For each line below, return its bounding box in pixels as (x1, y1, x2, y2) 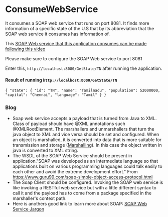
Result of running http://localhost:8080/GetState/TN (5, 77, 117, 83)
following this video (5, 46, 46, 52)
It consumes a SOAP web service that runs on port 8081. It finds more (5, 20, 149, 26)
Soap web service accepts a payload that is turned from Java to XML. (12, 116, 157, 122)
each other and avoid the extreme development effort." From (12, 169, 138, 175)
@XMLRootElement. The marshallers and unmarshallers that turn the (12, 126, 154, 132)
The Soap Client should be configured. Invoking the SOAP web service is (12, 179, 163, 185)
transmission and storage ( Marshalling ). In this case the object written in (12, 142, 162, 148)
